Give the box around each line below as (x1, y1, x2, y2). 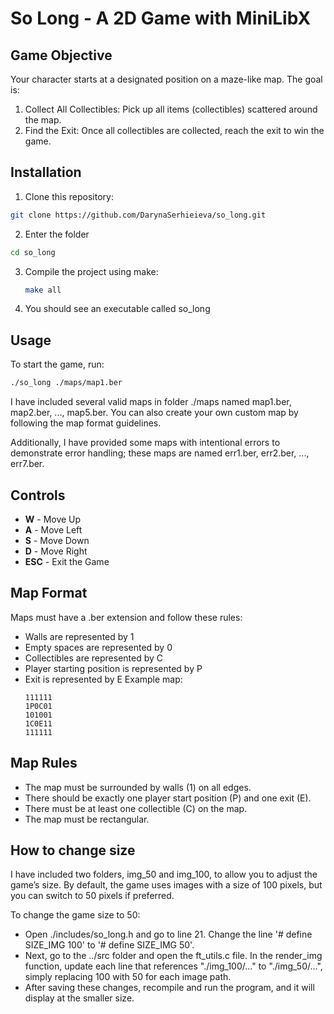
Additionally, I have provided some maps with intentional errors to (10, 437, 281, 449)
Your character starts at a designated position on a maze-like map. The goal (10, 73, 323, 85)
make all (24, 285, 62, 295)
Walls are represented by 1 (24, 630, 135, 642)
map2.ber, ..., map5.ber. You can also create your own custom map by (10, 407, 299, 419)
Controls (10, 487, 66, 504)
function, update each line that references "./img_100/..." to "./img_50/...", (24, 960, 323, 972)
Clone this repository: (24, 190, 114, 202)
